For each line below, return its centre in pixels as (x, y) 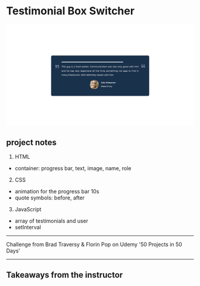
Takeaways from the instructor (65, 275)
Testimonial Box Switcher (71, 11)
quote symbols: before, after (50, 198)
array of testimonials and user (51, 221)
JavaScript (28, 209)
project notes (32, 142)
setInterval (28, 227)
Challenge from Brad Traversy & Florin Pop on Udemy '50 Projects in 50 (94, 244)
